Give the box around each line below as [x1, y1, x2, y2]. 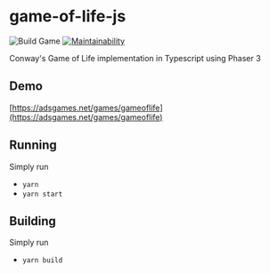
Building [9, 214, 56, 229]
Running [9, 138, 58, 153]
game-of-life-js [9, 6, 127, 27]
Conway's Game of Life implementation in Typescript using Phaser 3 [9, 52, 261, 63]
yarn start [21, 189, 63, 198]
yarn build [21, 256, 63, 265]
